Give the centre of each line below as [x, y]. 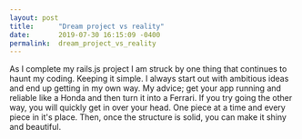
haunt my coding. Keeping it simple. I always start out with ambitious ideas [149, 79]
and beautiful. [35, 127]
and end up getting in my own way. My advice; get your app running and [146, 88]
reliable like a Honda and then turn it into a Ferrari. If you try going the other [151, 98]
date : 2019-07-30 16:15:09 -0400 [85, 35]
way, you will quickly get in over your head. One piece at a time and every [148, 108]
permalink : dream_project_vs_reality [83, 43]
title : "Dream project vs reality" [87, 26]
